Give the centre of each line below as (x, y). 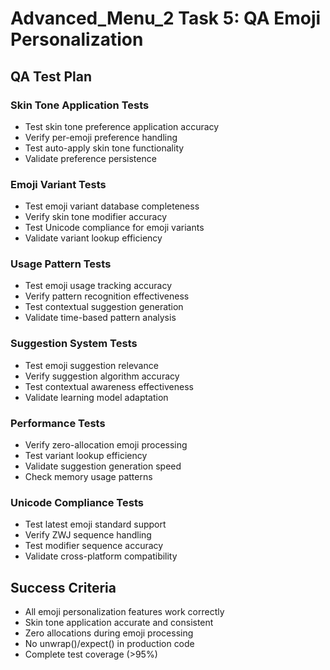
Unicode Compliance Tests (77, 502)
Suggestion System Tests (74, 344)
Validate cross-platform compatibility (101, 556)
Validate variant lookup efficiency (93, 238)
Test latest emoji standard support (95, 524)
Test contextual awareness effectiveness (109, 386)
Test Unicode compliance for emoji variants (114, 228)
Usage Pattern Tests (61, 264)
